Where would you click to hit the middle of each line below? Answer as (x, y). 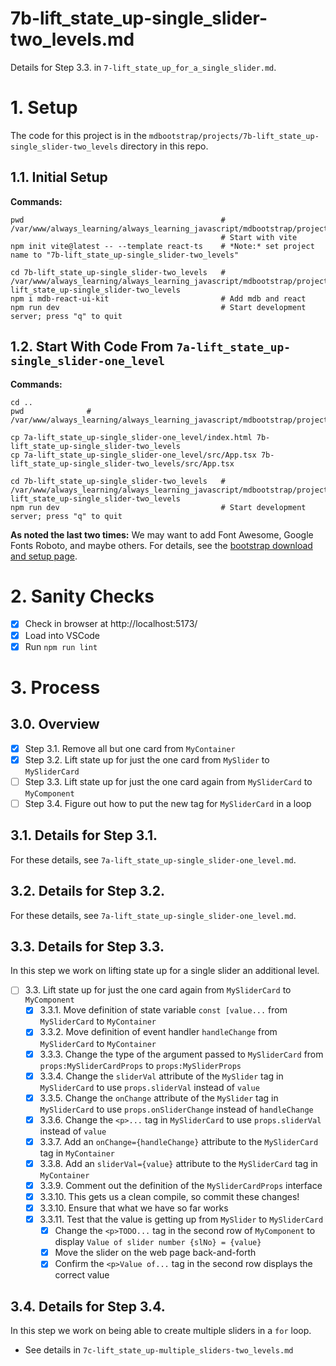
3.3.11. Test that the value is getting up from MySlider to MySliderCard (181, 1219)
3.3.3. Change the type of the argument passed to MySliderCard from (181, 1054)
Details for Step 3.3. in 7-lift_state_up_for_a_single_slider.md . (143, 67)
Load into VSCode (62, 635)
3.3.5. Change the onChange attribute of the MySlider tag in (159, 1098)
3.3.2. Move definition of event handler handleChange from (158, 1032)
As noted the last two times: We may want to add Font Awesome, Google (162, 534)
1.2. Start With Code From (92, 347)
